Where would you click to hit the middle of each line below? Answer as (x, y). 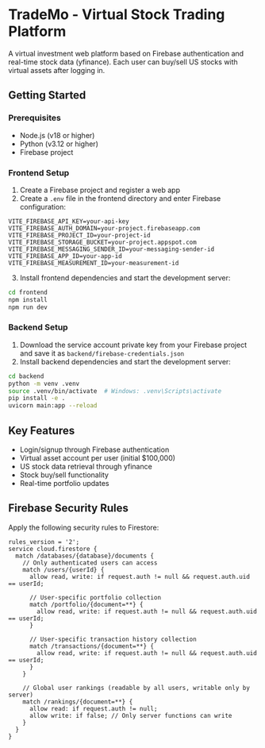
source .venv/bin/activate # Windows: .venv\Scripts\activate (115, 391)
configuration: (42, 206)
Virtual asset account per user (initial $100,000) (98, 458)
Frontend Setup (39, 172)
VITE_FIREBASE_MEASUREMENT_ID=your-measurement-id (94, 263)
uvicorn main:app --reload (53, 406)
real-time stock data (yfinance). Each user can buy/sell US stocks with (123, 62)
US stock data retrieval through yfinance (86, 467)
